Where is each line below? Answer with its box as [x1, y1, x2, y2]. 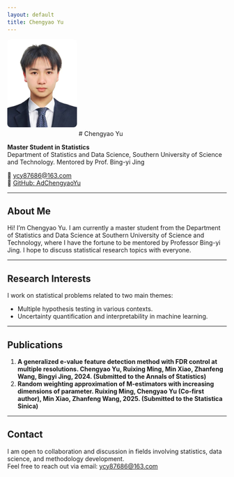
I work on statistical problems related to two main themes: [7, 291, 173, 300]
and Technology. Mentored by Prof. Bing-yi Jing [7, 158, 145, 166]
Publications [7, 339, 63, 351]
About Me [7, 205, 51, 217]
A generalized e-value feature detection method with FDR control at [17, 357, 218, 365]
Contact [7, 429, 43, 441]
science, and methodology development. [7, 454, 125, 463]
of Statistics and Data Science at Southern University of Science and [7, 231, 205, 240]
